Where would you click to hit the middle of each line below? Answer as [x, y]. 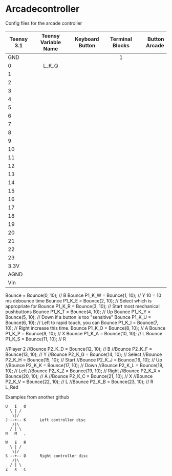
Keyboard [87, 39]
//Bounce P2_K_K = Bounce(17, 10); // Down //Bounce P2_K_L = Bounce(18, [84, 365]
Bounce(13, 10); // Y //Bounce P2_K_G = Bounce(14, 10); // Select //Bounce [84, 354]
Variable [51, 42]
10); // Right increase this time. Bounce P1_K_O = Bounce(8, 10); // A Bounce [85, 328]
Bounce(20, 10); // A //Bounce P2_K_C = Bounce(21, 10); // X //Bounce [79, 376]
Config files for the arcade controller [44, 23]
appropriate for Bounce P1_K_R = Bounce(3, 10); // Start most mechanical [82, 306]
